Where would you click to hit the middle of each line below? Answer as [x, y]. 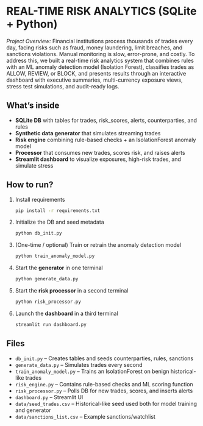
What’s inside [33, 106]
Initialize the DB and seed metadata [60, 222]
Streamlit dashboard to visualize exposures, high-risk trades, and [98, 159]
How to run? [30, 185]
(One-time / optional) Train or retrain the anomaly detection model [98, 245]
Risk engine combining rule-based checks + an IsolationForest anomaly [105, 140]
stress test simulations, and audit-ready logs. [63, 86]
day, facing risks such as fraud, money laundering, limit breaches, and [94, 48]
